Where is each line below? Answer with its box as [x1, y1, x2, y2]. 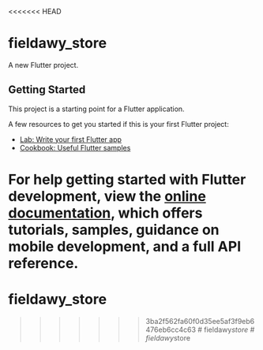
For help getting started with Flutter [8, 170, 246, 188]
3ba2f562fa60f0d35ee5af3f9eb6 [145, 316, 255, 326]
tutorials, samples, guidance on [8, 221, 220, 239]
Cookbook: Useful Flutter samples [19, 143, 131, 152]
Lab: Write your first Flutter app [19, 134, 122, 144]
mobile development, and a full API [8, 237, 242, 255]
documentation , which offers [8, 204, 203, 222]
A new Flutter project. [8, 60, 79, 69]
